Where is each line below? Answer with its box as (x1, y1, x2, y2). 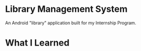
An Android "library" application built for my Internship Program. (5, 20, 137, 26)
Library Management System (5, 3, 128, 15)
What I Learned (5, 37, 70, 49)
